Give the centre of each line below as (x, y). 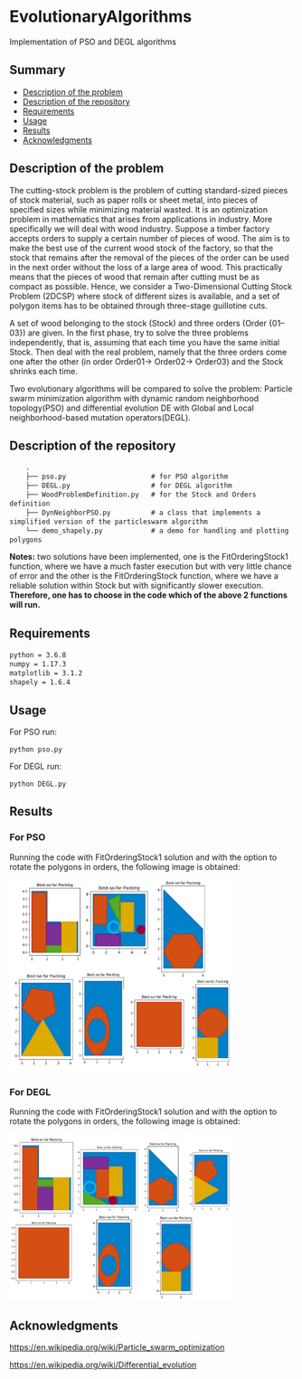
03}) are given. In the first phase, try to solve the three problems (129, 333)
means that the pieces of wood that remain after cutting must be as (135, 277)
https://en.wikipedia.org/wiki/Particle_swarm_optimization (117, 1347)
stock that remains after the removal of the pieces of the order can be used (149, 257)
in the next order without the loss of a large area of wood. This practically (146, 267)
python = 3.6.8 (38, 656)
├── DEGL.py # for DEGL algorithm (129, 486)
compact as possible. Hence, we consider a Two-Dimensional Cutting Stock (151, 286)
